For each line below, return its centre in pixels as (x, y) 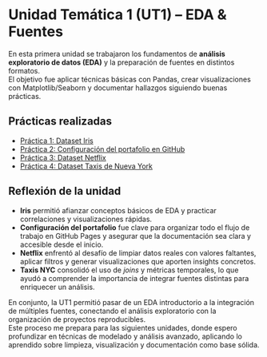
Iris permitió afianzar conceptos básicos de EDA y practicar (118, 210)
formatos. (24, 70)
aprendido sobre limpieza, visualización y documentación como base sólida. (134, 344)
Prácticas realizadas (60, 121)
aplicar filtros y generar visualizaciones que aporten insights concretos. (138, 261)
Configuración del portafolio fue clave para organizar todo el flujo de (135, 227)
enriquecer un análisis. (57, 287)
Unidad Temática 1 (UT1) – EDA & (118, 15)
